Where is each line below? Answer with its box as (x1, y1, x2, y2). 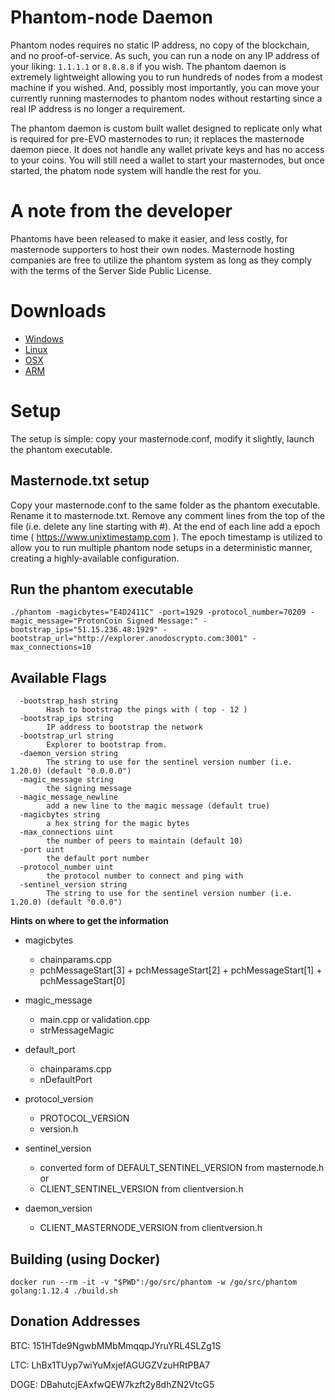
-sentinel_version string (19, 880, 128, 890)
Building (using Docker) (10, 1251, 161, 1268)
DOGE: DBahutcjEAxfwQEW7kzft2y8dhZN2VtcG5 (10, 1378, 215, 1390)
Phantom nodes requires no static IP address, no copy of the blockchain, (10, 39, 310, 51)
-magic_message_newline (19, 792, 118, 803)
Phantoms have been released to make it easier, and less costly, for (10, 232, 288, 245)
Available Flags (10, 669, 108, 686)
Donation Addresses (10, 1313, 141, 1330)
